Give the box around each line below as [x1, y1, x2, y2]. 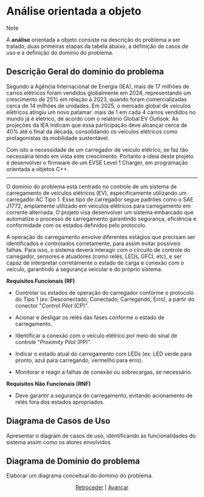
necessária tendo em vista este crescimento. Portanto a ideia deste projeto [6, 152, 194, 160]
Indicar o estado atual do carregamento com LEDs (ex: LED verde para [15, 350, 192, 357]
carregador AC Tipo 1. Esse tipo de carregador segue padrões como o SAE [6, 195, 194, 203]
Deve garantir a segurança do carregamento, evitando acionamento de [15, 391, 193, 399]
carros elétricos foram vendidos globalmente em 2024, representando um [6, 89, 192, 96]
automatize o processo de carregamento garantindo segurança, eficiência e [6, 215, 197, 222]
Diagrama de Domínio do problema [6, 456, 140, 466]
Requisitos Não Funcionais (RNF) [6, 380, 91, 387]
